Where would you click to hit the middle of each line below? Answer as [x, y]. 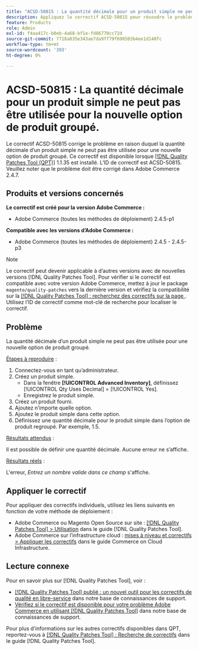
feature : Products [29, 22]
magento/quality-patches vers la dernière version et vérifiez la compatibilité [98, 290]
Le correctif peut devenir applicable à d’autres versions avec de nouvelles [96, 271]
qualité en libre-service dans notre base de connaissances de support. [100, 598]
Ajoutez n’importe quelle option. [53, 408]
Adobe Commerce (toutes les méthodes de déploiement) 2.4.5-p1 [94, 219]
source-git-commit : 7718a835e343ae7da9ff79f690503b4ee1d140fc [84, 39]
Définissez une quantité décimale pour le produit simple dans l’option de [102, 420]
